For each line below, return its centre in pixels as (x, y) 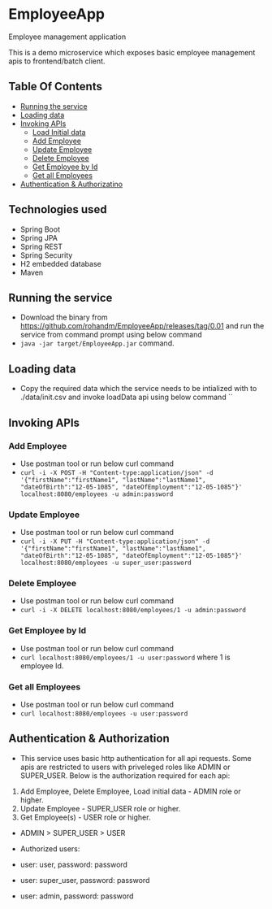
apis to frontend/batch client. (57, 61)
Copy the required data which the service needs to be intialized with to (138, 389)
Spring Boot (40, 229)
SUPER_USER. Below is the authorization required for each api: (125, 775)
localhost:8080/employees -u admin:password (97, 494)
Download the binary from (64, 317)
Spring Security (46, 255)
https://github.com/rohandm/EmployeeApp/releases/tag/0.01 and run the (142, 326)
